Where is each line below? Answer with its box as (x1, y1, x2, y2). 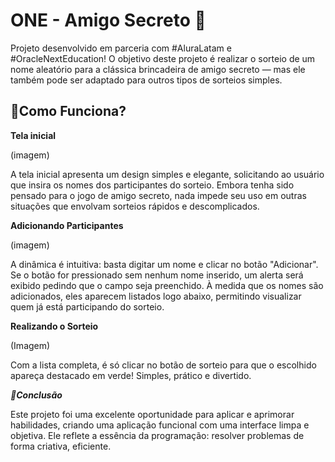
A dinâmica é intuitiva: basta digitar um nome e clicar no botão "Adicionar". (10, 258, 319, 270)
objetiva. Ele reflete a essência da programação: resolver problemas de (10, 429, 305, 441)
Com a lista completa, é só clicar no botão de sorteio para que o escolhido (10, 359, 317, 371)
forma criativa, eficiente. (10, 440, 112, 452)
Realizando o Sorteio (10, 320, 99, 332)
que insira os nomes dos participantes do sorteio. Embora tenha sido (10, 179, 295, 191)
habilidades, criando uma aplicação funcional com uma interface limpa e (10, 419, 310, 431)
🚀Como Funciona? (10, 103, 127, 120)
